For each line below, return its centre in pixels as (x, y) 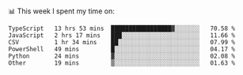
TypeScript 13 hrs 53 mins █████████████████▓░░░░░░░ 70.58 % (122, 28)
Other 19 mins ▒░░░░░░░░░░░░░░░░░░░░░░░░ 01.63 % (122, 63)
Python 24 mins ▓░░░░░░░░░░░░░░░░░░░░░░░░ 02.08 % (122, 56)
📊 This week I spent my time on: (61, 11)
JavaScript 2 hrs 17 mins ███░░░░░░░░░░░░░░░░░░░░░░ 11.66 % (122, 36)
